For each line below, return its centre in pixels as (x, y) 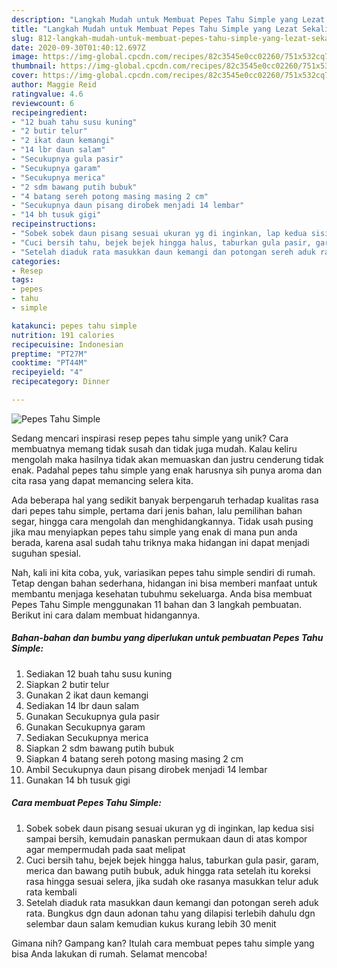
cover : (25, 76)
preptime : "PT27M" (49, 354)
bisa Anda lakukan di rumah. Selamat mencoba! (109, 953)
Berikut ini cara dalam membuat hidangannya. (106, 615)
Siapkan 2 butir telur (67, 684)
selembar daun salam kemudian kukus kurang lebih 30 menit (151, 923)
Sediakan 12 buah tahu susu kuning (99, 673)
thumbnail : (34, 66)
